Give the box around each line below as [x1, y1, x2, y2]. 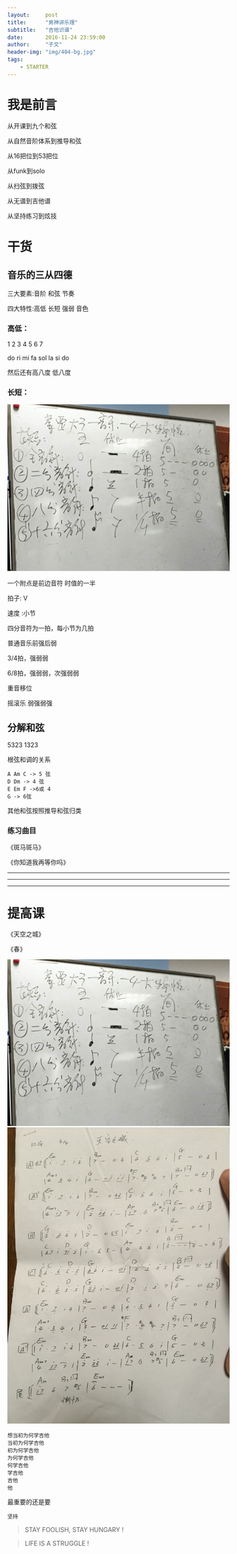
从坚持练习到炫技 [7, 212, 57, 220]
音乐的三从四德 [7, 269, 73, 281]
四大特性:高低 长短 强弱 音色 [7, 304, 89, 312]
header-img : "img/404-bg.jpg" [7, 49, 97, 56]
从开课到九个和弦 [7, 121, 57, 130]
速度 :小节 [7, 609, 36, 617]
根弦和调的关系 [7, 755, 51, 764]
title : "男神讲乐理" [7, 18, 78, 26]
